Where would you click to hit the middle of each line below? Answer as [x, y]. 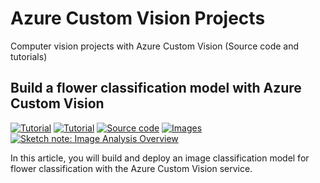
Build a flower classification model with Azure [156, 88]
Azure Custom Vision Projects [138, 18]
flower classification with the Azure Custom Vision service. [131, 168]
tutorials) [29, 56]
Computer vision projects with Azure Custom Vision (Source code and [155, 46]
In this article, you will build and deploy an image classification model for [160, 158]
